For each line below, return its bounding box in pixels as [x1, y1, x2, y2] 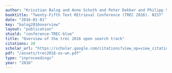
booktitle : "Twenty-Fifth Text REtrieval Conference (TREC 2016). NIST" [5, 12, 164, 17]
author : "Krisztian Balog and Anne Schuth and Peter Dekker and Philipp [5, 7, 164, 13]
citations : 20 [5, 41, 36, 46]
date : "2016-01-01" [5, 17, 47, 22]
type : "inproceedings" [5, 55, 54, 61]
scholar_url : [5, 46, 33, 51]
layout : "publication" [5, 27, 54, 32]
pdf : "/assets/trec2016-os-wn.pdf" [5, 50, 81, 56]
